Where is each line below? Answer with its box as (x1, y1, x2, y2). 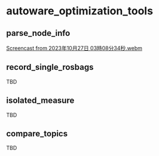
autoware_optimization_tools (6, 4, 154, 18)
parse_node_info (6, 28, 71, 38)
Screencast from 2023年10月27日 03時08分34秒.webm (6, 45, 142, 51)
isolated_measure (6, 96, 75, 106)
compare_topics (6, 129, 68, 139)
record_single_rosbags (6, 62, 94, 72)
